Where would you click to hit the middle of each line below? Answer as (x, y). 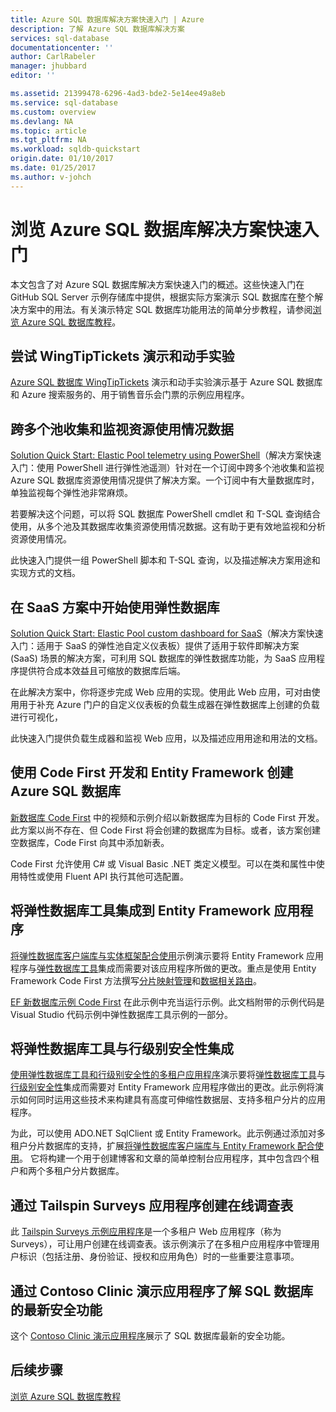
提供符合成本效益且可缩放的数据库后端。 (102, 670)
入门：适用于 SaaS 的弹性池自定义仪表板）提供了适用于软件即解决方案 (155, 645)
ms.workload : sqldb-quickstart (75, 149)
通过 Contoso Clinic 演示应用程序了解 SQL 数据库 (162, 1291)
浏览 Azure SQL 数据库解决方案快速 (156, 229)
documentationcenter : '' (62, 47)
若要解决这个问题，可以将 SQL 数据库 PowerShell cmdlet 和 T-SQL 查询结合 (166, 514)
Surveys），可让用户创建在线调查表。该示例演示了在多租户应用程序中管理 (161, 1244)
